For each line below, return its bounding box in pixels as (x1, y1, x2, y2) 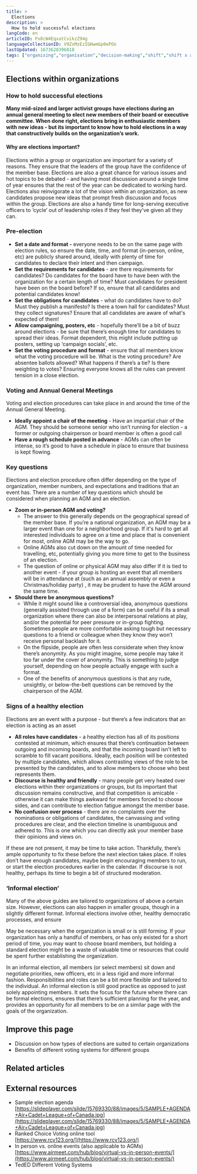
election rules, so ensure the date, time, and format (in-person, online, (14, 247, 184, 254)
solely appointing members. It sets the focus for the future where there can (6, 989, 188, 995)
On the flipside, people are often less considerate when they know (23, 644, 184, 651)
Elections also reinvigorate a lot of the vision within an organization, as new (6, 187, 188, 194)
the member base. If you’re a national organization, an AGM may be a (23, 519, 191, 526)
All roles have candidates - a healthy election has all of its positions (14, 733, 180, 740)
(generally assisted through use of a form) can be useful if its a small (23, 606, 189, 614)
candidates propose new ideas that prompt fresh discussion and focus (6, 194, 177, 201)
